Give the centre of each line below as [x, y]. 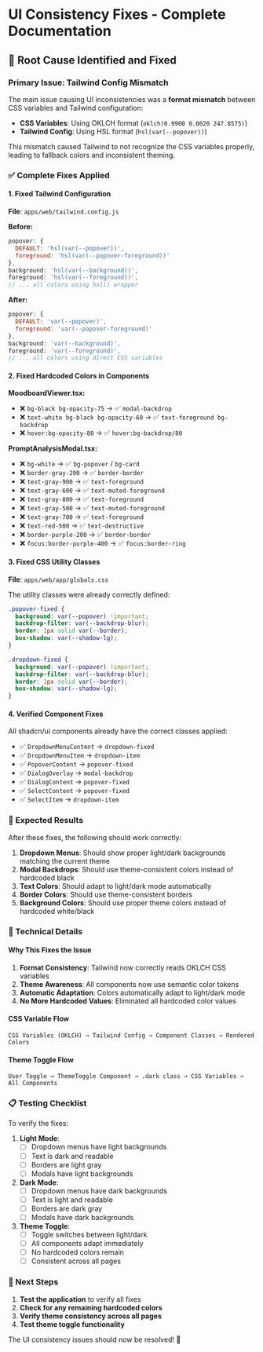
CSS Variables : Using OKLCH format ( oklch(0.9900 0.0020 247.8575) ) [133, 122]
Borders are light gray [66, 1164]
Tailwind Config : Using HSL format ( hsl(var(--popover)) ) [113, 131]
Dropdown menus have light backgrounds [99, 1147]
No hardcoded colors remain [77, 1252]
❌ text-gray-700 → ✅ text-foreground [81, 517]
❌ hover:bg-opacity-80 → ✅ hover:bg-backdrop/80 [101, 433]
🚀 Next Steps [33, 1282]
